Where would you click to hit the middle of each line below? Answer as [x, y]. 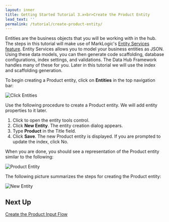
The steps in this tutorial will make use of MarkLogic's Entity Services [77, 44]
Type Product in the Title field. [44, 131]
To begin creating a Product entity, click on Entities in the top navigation [80, 80]
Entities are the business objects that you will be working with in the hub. [81, 38]
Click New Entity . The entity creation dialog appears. [68, 126]
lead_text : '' [20, 19]
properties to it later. [26, 110]
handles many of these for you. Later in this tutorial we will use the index [80, 65]
